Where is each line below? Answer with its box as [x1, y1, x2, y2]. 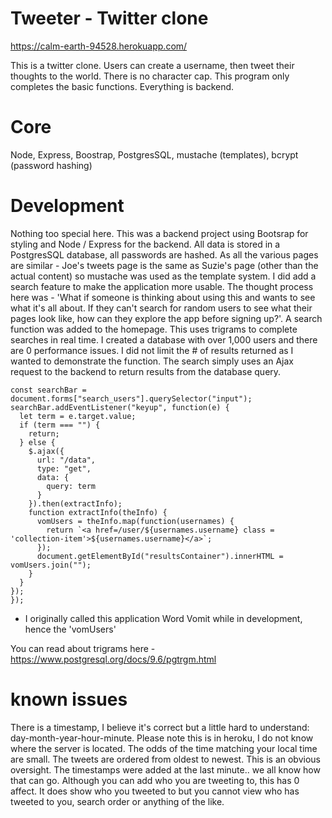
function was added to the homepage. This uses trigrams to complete [10, 323, 298, 335]
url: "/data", [36, 455, 97, 465]
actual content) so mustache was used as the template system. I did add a [10, 270, 317, 282]
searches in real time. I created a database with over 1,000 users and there [10, 333, 318, 346]
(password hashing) [10, 159, 93, 171]
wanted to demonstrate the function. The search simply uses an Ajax [10, 355, 294, 367]
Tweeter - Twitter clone [10, 7, 209, 30]
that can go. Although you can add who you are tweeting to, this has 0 [10, 774, 300, 786]
